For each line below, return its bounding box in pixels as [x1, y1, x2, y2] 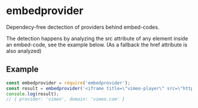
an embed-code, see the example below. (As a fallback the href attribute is [6, 41, 187, 48]
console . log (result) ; [6, 91, 60, 97]
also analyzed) [6, 47, 42, 54]
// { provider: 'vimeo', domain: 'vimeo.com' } [6, 96, 126, 102]
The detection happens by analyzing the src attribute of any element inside [6, 35, 189, 42]
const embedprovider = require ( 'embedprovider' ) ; [6, 80, 131, 86]
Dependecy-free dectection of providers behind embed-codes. [6, 23, 160, 31]
